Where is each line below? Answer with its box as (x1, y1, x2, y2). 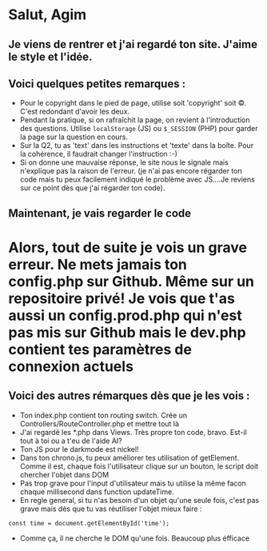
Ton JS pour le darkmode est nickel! (19, 444, 139, 453)
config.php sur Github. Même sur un (8, 272, 254, 290)
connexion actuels (8, 357, 134, 375)
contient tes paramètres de (8, 340, 192, 358)
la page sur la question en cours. (19, 132, 129, 142)
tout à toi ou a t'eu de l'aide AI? (19, 436, 122, 445)
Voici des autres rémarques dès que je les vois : (8, 389, 250, 403)
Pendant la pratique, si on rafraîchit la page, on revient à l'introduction (19, 115, 250, 125)
